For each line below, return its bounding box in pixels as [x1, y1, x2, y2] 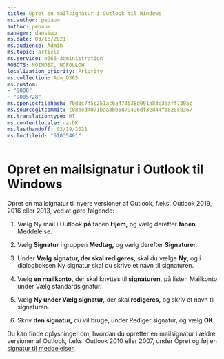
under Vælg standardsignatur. [17, 282, 102, 291]
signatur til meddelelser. [7, 345, 76, 353]
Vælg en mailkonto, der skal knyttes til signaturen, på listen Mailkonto [17, 275, 218, 283]
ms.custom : [7, 81, 39, 88]
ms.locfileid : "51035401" [7, 132, 81, 139]
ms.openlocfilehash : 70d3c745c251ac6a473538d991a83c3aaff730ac [7, 100, 193, 107]
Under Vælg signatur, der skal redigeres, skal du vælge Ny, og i [17, 254, 201, 262]
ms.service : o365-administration [7, 55, 103, 62]
